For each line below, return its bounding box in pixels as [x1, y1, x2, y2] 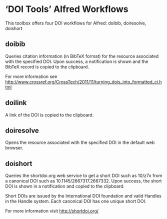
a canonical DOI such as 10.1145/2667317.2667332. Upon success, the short [5, 178, 162, 184]
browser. [5, 145, 23, 151]
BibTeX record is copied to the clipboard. [5, 63, 89, 69]
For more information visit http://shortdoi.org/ [5, 208, 99, 214]
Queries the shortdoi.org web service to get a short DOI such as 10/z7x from [5, 172, 162, 178]
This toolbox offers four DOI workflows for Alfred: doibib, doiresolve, [5, 20, 146, 26]
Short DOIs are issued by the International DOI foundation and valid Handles [5, 193, 161, 199]
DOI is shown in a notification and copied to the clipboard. [5, 183, 125, 189]
